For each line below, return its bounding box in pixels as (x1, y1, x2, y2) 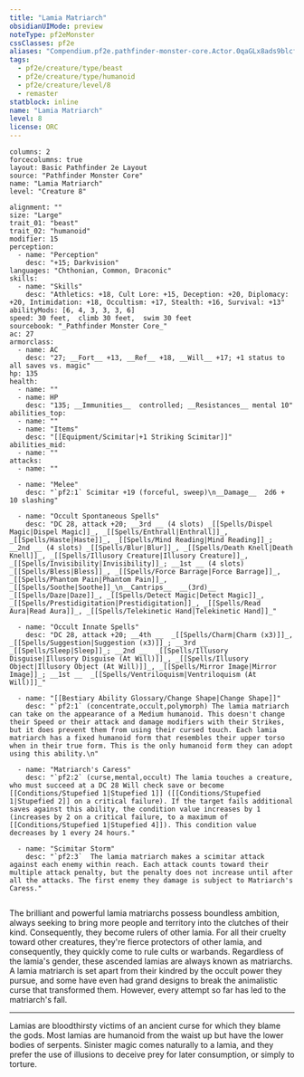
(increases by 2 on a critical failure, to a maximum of (9, 813, 229, 822)
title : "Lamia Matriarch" (9, 13, 107, 23)
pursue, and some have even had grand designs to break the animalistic (9, 975, 278, 986)
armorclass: (9, 338, 54, 347)
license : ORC (9, 123, 59, 132)
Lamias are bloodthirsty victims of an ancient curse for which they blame (9, 1020, 281, 1031)
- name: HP (17, 393, 59, 402)
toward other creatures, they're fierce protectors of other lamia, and (9, 937, 262, 947)
